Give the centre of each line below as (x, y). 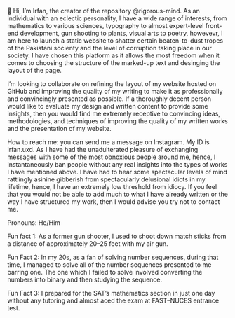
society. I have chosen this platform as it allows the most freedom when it (113, 55)
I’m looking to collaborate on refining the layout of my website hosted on (112, 84)
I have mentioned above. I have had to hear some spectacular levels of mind (117, 172)
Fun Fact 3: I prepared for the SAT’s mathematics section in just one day (111, 293)
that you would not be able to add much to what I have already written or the (117, 194)
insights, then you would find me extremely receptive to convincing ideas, (114, 113)
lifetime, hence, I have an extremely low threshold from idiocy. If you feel (112, 187)
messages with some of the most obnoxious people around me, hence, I (112, 157)
